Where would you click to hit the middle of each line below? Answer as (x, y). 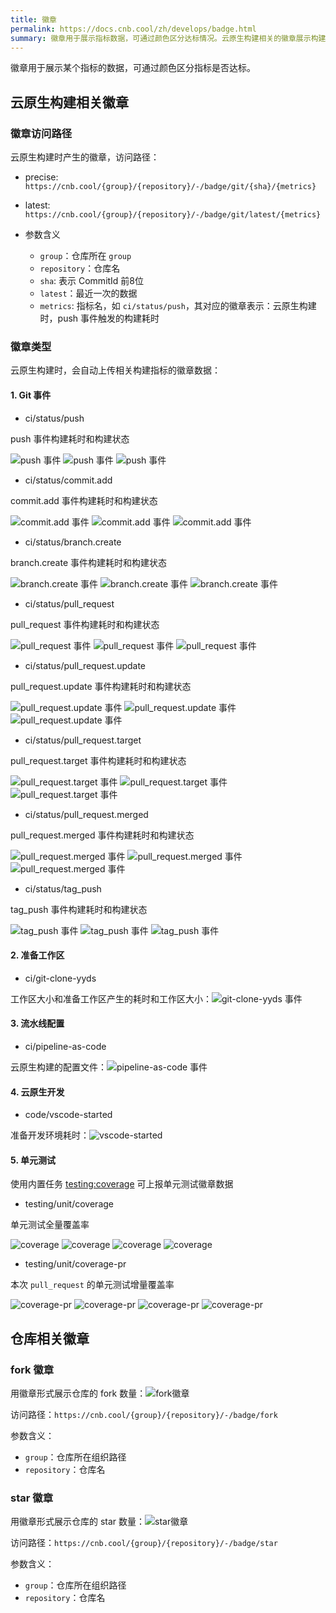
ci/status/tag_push (63, 888)
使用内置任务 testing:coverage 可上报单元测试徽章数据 (122, 1184)
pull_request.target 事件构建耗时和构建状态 (98, 760)
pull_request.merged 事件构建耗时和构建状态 (102, 835)
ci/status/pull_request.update (85, 665)
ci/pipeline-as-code (65, 1046)
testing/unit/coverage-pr (75, 1264)
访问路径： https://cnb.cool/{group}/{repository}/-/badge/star (144, 1543)
